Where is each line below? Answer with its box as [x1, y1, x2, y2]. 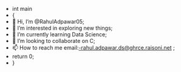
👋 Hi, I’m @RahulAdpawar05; [12, 18, 85, 25]
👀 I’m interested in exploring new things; [12, 24, 113, 31]
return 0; [12, 53, 35, 60]
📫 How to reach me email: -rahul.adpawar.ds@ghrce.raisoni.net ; [12, 44, 175, 51]
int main [12, 5, 32, 12]
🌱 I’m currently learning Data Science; [12, 31, 108, 38]
